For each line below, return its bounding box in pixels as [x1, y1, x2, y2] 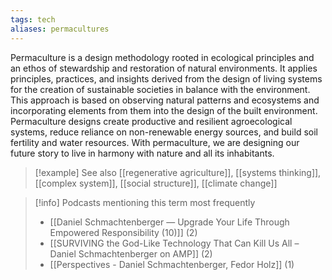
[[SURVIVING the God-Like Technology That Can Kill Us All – [49, 237, 300, 249]
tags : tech [10, 14, 56, 25]
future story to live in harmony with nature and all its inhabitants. [10, 147, 275, 159]
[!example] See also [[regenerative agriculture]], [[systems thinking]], [34, 166, 322, 178]
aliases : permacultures [10, 24, 110, 34]
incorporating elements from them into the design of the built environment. [10, 104, 318, 116]
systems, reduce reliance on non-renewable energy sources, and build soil [10, 126, 318, 138]
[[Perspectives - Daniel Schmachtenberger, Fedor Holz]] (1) [49, 258, 295, 270]
